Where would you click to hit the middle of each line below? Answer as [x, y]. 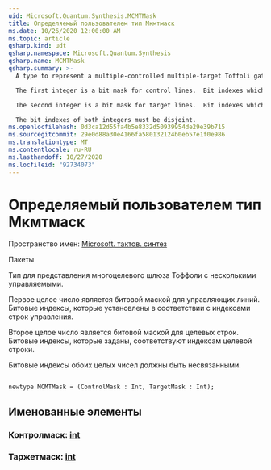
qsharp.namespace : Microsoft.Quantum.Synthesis [90, 53]
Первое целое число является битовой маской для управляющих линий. [134, 300]
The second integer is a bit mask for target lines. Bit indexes [129, 105]
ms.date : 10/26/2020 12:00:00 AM [65, 31]
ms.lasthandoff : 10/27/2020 [56, 157]
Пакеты [21, 260]
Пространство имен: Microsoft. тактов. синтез [88, 244]
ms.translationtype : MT [48, 142]
